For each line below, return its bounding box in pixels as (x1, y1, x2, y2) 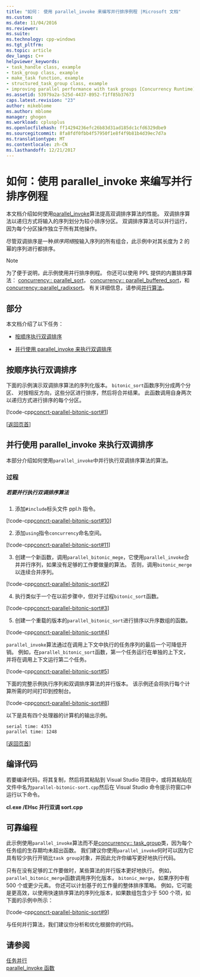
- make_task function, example (6, 75, 84, 81)
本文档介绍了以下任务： (6, 320, 64, 327)
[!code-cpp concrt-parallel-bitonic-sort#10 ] (6, 517, 112, 524)
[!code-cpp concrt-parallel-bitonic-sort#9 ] (6, 909, 110, 916)
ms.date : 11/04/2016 (6, 20, 58, 26)
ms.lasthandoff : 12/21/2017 (6, 147, 76, 153)
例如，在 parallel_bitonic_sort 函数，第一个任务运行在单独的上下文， (17, 648, 189, 656)
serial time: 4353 (6, 723, 52, 729)
